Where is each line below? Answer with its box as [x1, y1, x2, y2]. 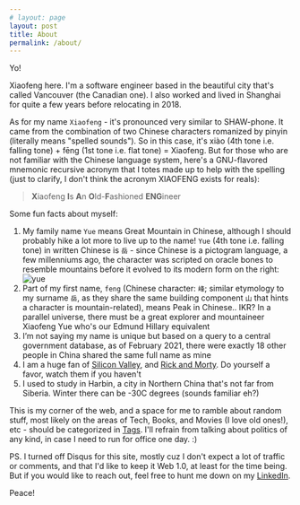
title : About [9, 30, 58, 39]
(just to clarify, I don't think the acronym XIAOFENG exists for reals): [9, 174, 260, 185]
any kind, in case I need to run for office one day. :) [9, 434, 198, 445]
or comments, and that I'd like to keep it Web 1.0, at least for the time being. [9, 461, 288, 472]
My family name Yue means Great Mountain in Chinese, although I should [21, 226, 292, 237]
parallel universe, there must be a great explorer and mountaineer [21, 311, 265, 323]
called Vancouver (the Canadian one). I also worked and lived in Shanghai [9, 90, 281, 100]
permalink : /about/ [9, 38, 82, 48]
